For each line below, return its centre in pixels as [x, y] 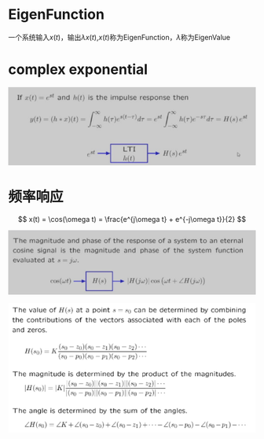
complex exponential [78, 70]
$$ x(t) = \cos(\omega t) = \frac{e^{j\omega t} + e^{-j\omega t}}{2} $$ [132, 219]
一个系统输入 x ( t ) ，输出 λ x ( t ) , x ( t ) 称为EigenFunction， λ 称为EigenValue [119, 37]
